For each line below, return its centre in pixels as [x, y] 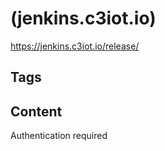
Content [36, 111]
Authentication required [59, 136]
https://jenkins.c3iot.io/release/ [75, 46]
